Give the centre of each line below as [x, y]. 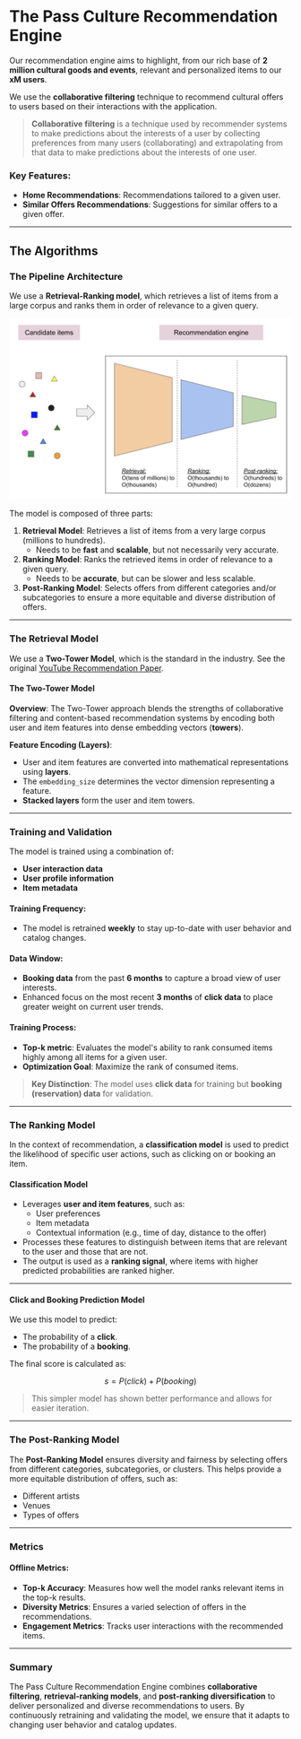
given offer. [43, 214]
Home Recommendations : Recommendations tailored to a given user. [151, 196]
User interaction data [62, 869]
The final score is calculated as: [68, 1364]
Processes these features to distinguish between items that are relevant [155, 1242]
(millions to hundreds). [64, 541]
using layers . [47, 771]
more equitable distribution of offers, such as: [94, 1478]
